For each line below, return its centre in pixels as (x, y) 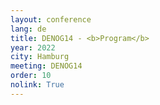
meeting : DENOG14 (46, 66)
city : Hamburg (40, 57)
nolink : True (37, 85)
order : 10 (31, 76)
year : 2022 (33, 47)
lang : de (28, 29)
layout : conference (51, 19)
